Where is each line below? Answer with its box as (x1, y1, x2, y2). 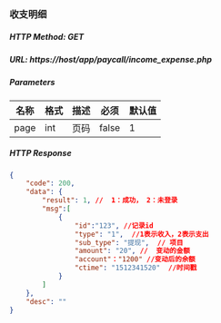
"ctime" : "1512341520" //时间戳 (74, 263, 197, 273)
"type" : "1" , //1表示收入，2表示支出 (74, 230, 209, 239)
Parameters (9, 77, 55, 88)
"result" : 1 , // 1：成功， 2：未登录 (42, 196, 178, 205)
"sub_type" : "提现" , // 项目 (74, 238, 184, 247)
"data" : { (25, 188, 64, 197)
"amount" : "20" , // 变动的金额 (74, 247, 191, 256)
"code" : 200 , (25, 179, 75, 188)
